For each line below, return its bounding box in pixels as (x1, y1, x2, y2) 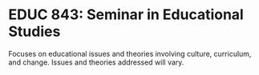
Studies (8, 22, 61, 41)
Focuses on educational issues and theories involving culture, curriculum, (8, 49, 252, 58)
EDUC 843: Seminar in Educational (8, 6, 245, 24)
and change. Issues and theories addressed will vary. (8, 57, 184, 67)
